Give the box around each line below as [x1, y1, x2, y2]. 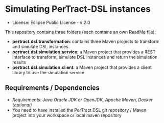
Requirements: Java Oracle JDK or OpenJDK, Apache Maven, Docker [12, 97, 153, 102]
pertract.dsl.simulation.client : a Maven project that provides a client [12, 64, 152, 70]
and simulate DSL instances [12, 43, 69, 49]
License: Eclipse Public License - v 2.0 [12, 20, 91, 25]
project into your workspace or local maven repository [12, 112, 122, 118]
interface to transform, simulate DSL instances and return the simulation [12, 54, 158, 60]
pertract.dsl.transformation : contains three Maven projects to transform [12, 38, 160, 44]
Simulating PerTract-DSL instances [5, 3, 151, 15]
